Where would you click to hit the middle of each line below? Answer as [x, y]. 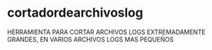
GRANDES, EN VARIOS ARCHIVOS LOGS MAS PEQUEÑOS [90, 39]
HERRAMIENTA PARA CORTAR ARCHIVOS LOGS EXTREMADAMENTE [106, 32]
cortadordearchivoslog [75, 13]
